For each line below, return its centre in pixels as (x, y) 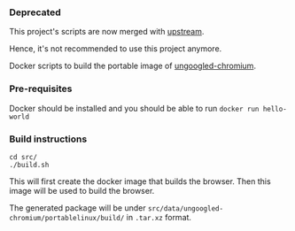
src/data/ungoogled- (186, 208)
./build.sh (29, 165)
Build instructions (48, 139)
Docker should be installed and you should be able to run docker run (134, 108)
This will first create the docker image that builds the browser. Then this (140, 181)
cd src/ (23, 157)
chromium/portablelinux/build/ (67, 218)
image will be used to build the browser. (82, 190)
